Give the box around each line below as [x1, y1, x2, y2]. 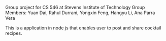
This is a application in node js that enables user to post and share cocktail [5, 25, 161, 31]
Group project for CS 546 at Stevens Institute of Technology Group [5, 5, 145, 10]
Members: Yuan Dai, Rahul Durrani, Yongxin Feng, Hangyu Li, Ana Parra [5, 10, 155, 16]
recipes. [5, 30, 22, 36]
